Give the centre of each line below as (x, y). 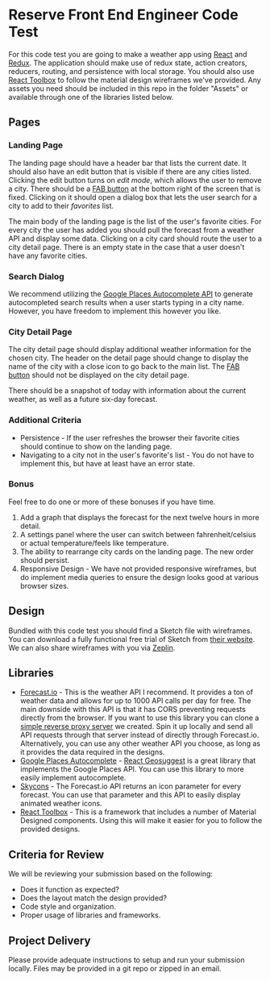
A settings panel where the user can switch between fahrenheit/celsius (138, 534)
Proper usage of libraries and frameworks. (90, 915)
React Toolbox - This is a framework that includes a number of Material (138, 812)
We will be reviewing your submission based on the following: (111, 874)
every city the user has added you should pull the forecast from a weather (131, 230)
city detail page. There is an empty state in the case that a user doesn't (127, 246)
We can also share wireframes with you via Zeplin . (92, 648)
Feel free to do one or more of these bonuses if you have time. (112, 502)
